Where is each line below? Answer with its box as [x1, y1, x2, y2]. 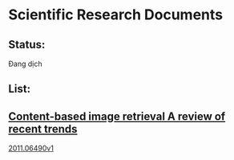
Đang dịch [8, 59, 42, 68]
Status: [8, 38, 46, 51]
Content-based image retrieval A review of [8, 109, 226, 123]
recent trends [8, 122, 78, 136]
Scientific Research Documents [8, 6, 223, 24]
